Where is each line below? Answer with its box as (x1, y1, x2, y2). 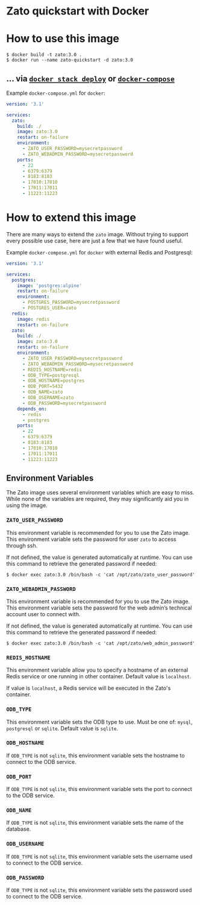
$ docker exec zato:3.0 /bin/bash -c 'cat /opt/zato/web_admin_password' (6, 640, 196, 646)
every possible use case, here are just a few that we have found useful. (6, 237, 183, 244)
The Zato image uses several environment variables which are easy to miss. (6, 489, 195, 496)
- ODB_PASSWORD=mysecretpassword (22, 400, 107, 406)
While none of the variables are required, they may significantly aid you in (6, 496, 189, 503)
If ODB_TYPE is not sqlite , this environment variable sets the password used (6, 886, 192, 894)
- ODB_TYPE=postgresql (22, 372, 80, 378)
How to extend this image (6, 211, 137, 224)
